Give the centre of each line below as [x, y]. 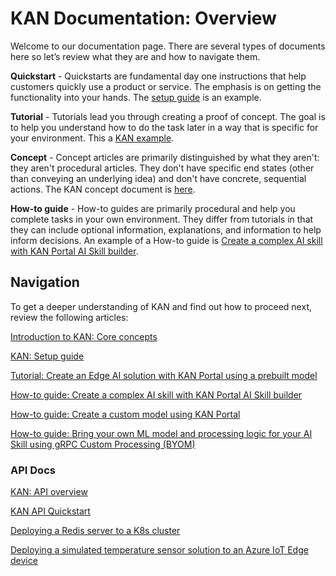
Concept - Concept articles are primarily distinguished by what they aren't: [165, 157]
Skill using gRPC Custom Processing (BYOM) [103, 444]
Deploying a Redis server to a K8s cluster [95, 531]
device [24, 561]
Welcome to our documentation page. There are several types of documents [168, 46]
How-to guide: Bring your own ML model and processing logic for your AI [161, 433]
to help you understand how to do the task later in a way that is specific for [164, 127]
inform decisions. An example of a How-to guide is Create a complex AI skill [166, 240]
